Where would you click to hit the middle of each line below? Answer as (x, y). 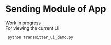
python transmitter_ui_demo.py (40, 37)
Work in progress (23, 23)
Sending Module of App (56, 9)
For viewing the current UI (32, 28)
